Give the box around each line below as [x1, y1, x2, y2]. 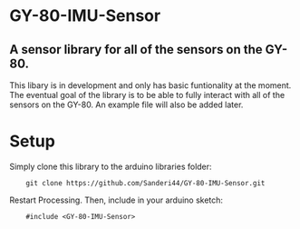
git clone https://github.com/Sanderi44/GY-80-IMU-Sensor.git [25, 178, 266, 187]
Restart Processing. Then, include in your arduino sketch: [9, 194, 224, 205]
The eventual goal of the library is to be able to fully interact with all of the [9, 90, 285, 100]
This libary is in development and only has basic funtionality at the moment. [9, 80, 292, 91]
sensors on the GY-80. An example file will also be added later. [9, 99, 244, 110]
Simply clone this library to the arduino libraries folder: [9, 161, 212, 172]
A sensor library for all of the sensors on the [9, 42, 263, 57]
